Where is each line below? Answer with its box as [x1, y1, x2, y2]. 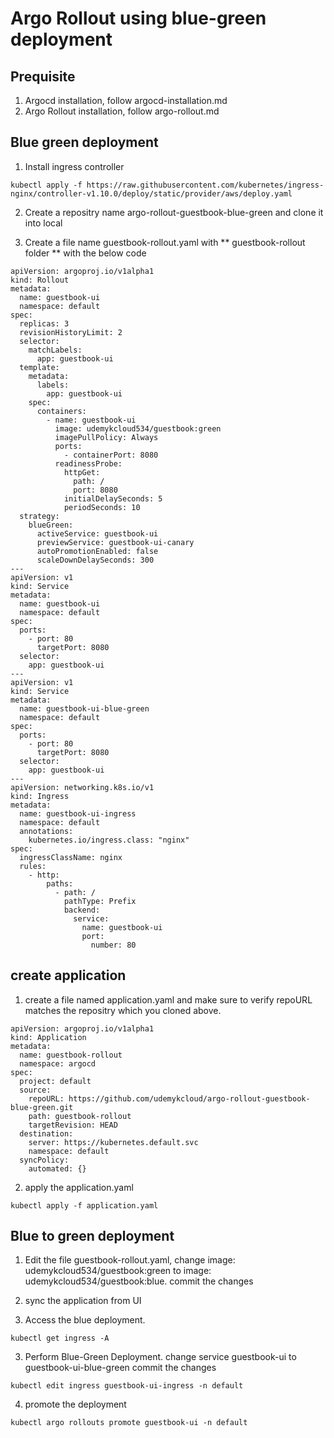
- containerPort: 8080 [63, 450, 159, 460]
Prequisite [10, 68, 76, 85]
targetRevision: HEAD [28, 1120, 118, 1130]
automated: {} [28, 1163, 87, 1174]
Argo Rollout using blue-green [10, 7, 267, 30]
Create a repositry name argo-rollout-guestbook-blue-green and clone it [24, 206, 324, 218]
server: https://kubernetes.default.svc [28, 1137, 199, 1147]
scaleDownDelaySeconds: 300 [36, 555, 155, 565]
